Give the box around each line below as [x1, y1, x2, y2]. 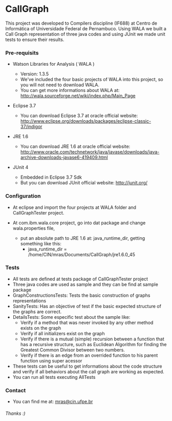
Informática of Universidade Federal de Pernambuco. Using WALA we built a [5, 25, 166, 31]
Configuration [5, 193, 41, 200]
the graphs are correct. [12, 309, 62, 315]
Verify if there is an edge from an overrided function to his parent [20, 352, 158, 358]
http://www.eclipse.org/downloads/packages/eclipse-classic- [20, 118, 152, 124]
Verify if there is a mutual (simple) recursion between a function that [20, 336, 165, 342]
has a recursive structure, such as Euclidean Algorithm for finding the [20, 341, 167, 347]
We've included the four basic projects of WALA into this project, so [20, 76, 163, 83]
